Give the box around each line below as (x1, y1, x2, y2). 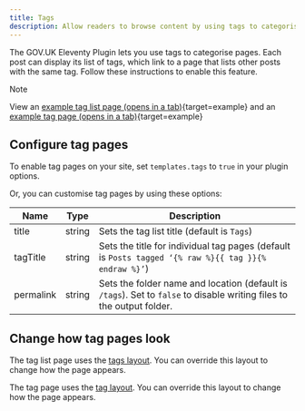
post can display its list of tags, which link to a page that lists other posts (9, 56, 281, 67)
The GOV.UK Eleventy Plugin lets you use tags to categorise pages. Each (9, 46, 281, 57)
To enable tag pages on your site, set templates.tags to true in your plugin (9, 161, 289, 172)
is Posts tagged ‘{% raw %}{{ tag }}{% (98, 251, 267, 264)
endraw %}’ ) (98, 262, 150, 275)
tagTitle (14, 251, 46, 264)
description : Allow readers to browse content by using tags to (9, 22, 258, 31)
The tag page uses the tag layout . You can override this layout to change (9, 382, 281, 393)
